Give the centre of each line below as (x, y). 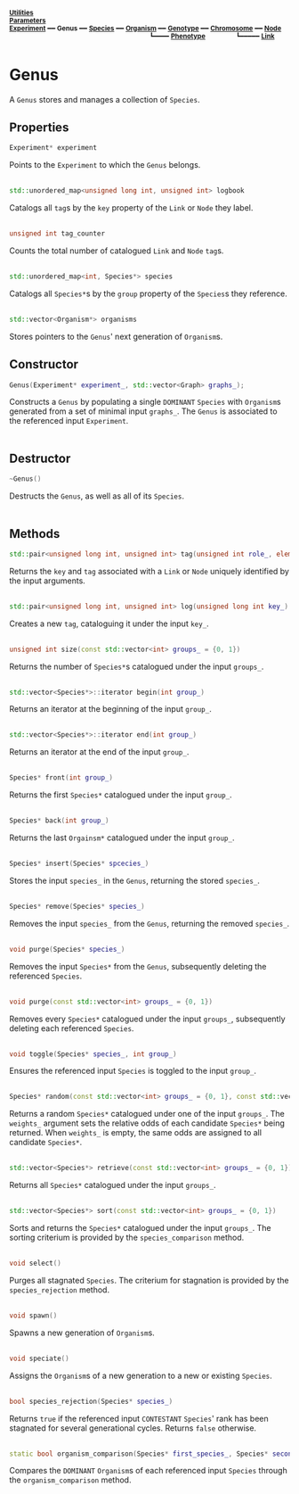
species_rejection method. (59, 1290)
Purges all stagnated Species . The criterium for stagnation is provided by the (149, 1280)
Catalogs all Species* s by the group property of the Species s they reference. (148, 293)
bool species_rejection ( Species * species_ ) (91, 1401)
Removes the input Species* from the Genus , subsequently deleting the (138, 966)
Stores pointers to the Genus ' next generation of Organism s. (116, 336)
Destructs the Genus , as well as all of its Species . (97, 496)
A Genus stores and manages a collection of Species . (105, 99)
